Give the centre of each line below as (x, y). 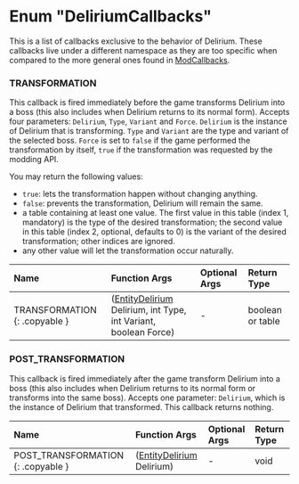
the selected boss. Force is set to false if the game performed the (130, 141)
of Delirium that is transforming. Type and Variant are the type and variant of (149, 131)
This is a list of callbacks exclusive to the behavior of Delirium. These (136, 41)
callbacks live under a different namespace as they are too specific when (143, 50)
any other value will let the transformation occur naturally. (128, 250)
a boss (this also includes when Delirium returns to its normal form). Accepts (149, 112)
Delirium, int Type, (149, 310)
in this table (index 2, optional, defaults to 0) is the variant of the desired (154, 232)
